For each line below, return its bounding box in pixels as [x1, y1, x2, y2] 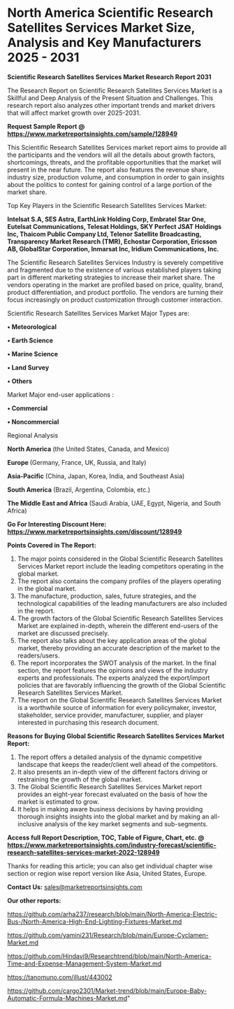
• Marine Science [7, 349, 58, 358]
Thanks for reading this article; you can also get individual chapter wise [7, 861, 213, 870]
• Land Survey [7, 363, 50, 372]
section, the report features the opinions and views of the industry [17, 666, 208, 674]
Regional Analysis [7, 431, 59, 439]
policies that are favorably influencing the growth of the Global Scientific [17, 681, 226, 689]
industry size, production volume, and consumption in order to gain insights [7, 173, 225, 181]
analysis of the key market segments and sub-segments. [44, 819, 208, 828]
